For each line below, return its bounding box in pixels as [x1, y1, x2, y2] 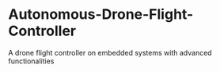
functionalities [8, 56, 55, 66]
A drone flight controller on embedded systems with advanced [8, 48, 212, 57]
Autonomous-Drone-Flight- [8, 5, 194, 23]
